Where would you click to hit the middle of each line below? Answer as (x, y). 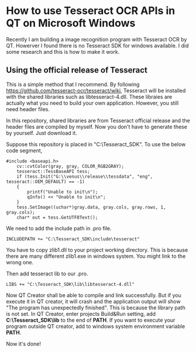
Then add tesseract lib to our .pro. (47, 274)
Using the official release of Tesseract (77, 70)
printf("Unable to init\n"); (63, 192)
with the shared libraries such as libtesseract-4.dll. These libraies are (89, 96)
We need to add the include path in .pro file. (59, 228)
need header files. (28, 109)
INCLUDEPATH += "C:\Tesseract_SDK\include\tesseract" (73, 239)
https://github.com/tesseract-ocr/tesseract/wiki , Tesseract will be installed (96, 90)
